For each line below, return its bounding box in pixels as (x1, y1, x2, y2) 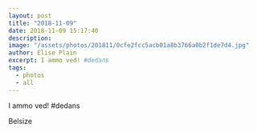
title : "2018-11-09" (8, 19, 78, 27)
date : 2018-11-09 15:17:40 (8, 26, 99, 34)
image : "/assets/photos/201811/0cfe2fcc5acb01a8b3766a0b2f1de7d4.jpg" (8, 42, 250, 50)
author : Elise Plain (8, 49, 78, 57)
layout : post (8, 11, 52, 20)
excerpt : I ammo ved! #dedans (8, 57, 110, 65)
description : (8, 34, 52, 42)
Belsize (8, 116, 33, 126)
